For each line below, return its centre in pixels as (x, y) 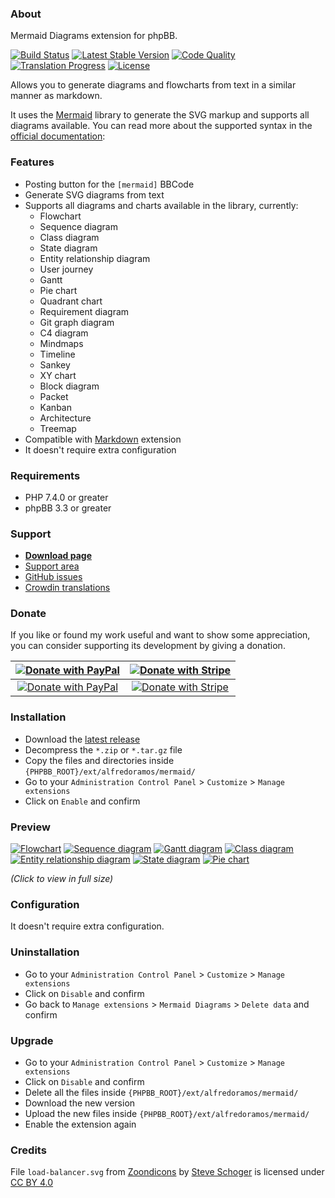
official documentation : (58, 136)
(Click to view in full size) (62, 879)
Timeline (57, 354)
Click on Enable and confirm (82, 801)
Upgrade (32, 1040)
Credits (28, 1150)
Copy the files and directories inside (99, 760)
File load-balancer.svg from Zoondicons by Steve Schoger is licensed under (167, 1172)
